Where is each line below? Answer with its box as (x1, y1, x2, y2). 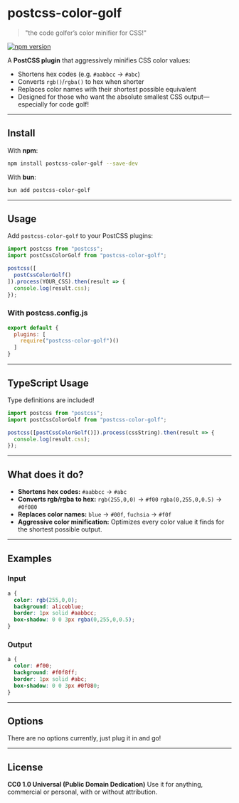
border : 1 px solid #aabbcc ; (14, 610, 97, 617)
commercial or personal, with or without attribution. (7, 787, 158, 797)
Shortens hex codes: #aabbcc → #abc (17, 487, 127, 496)
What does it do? (7, 468, 84, 480)
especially (17, 99, 48, 108)
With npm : (7, 146, 38, 154)
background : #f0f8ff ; (14, 669, 78, 677)
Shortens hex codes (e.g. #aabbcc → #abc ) (17, 70, 141, 78)
